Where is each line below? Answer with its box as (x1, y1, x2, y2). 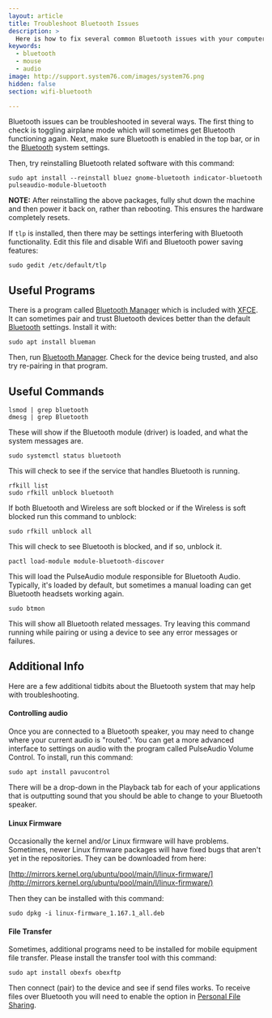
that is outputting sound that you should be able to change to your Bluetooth (8, 791, 263, 801)
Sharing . (8, 1000, 36, 1010)
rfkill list (8, 482, 49, 490)
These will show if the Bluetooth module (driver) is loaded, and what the (8, 427, 249, 437)
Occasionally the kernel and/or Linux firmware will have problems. (8, 836, 229, 846)
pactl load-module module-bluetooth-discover (8, 557, 164, 565)
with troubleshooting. (8, 690, 79, 700)
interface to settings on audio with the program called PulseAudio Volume (8, 744, 254, 754)
